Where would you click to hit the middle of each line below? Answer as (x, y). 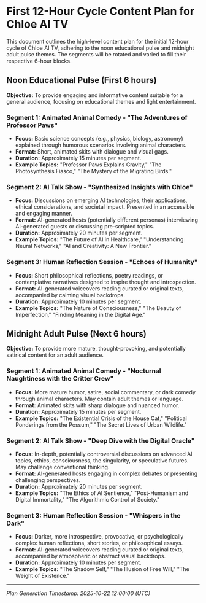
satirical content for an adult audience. (55, 355)
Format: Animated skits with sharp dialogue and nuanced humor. (97, 405)
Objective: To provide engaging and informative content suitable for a (95, 95)
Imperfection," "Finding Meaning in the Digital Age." (80, 314)
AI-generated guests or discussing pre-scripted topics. (85, 227)
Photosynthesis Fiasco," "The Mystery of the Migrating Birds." (93, 171)
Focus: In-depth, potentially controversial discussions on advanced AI (104, 454)
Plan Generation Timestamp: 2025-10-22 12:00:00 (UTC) (78, 593)
